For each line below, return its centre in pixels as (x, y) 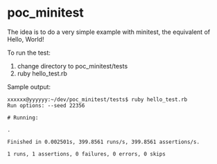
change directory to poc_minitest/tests (72, 66)
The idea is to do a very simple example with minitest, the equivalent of (108, 32)
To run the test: (29, 53)
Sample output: (29, 86)
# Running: (23, 118)
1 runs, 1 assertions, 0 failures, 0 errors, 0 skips (87, 154)
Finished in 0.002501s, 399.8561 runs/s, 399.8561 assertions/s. (103, 142)
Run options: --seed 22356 (46, 105)
